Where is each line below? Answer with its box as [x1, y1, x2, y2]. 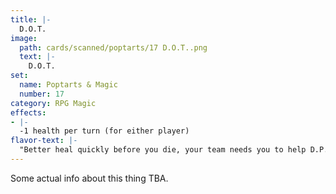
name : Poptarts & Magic [19, 80, 118, 90]
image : [10, 33, 38, 43]
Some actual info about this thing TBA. [10, 172, 169, 184]
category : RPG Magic [10, 98, 97, 108]
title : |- [10, 14, 52, 25]
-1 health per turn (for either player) [19, 126, 190, 136]
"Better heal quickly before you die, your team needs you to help [19, 145, 307, 155]
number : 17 [19, 89, 65, 99]
